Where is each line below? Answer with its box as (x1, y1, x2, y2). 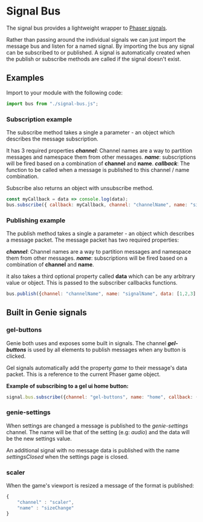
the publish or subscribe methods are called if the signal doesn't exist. (6, 55, 181, 62)
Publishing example (6, 216, 65, 225)
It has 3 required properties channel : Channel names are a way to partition (6, 147, 193, 154)
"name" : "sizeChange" (17, 504, 74, 511)
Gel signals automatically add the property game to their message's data (6, 364, 187, 371)
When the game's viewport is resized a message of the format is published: (6, 482, 195, 489)
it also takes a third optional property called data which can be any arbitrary (6, 273, 195, 280)
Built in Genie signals (6, 308, 88, 318)
